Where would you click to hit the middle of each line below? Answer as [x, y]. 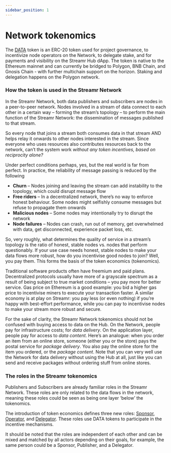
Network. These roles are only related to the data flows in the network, [80, 392]
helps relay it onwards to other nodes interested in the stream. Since [77, 139]
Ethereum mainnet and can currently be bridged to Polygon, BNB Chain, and [86, 66]
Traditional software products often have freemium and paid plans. [75, 271]
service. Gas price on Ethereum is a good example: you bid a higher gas [81, 287]
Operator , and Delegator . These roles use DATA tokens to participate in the [84, 419]
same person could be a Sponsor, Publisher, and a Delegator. [69, 445]
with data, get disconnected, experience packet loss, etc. [73, 229]
